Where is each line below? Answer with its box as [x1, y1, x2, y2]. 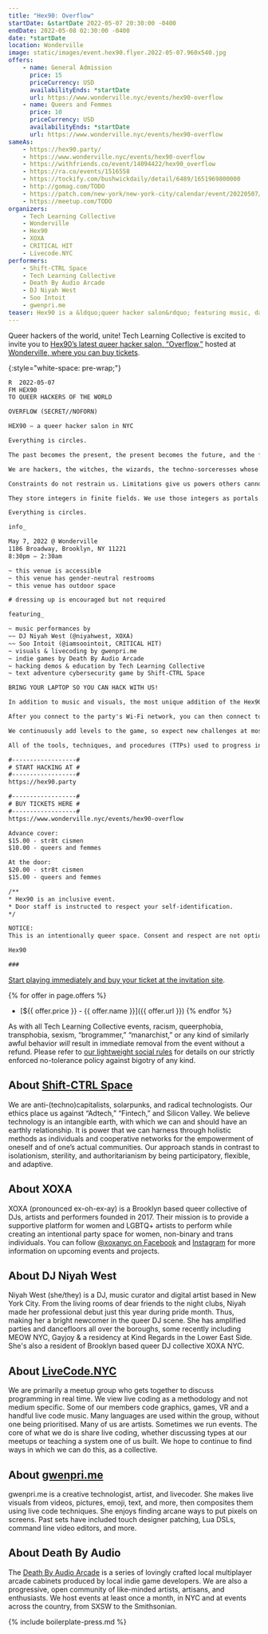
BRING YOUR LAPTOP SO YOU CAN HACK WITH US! [8, 684, 159, 692]
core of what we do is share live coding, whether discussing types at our [8, 1428, 247, 1438]
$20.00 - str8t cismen [8, 866, 84, 875]
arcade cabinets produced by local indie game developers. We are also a [8, 1576, 248, 1585]
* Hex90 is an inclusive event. [8, 895, 116, 903]
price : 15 [29, 71, 62, 79]
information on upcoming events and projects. [8, 1246, 160, 1255]
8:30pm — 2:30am [8, 552, 62, 560]
